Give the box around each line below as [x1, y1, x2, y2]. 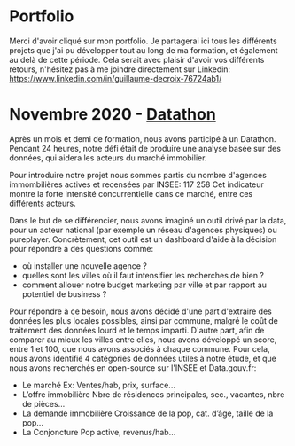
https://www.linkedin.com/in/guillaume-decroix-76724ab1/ [9, 73, 222, 83]
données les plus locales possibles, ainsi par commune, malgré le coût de [9, 315, 279, 325]
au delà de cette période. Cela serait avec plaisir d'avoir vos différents [9, 54, 265, 65]
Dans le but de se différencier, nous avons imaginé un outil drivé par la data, [9, 215, 287, 225]
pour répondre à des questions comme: [9, 243, 153, 254]
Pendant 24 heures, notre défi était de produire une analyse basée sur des [9, 143, 282, 153]
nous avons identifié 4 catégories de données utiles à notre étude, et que [9, 353, 276, 364]
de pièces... [21, 398, 66, 409]
